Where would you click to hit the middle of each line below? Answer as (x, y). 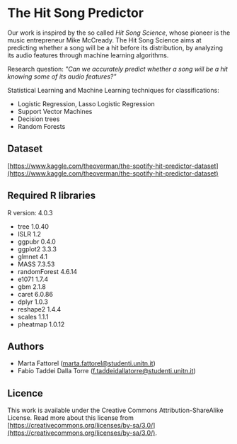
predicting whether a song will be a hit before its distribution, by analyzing (115, 47)
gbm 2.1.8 (31, 286)
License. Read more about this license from (71, 418)
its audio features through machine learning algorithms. (88, 55)
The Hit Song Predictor (75, 13)
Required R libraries (52, 196)
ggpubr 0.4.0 (37, 241)
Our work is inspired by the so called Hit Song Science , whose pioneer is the (119, 33)
